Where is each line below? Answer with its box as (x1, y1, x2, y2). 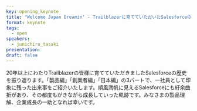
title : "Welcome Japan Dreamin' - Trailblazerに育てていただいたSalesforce (6, 14, 188, 20)
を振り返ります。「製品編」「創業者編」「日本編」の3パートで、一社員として (6, 76, 186, 83)
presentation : (6, 47, 41, 53)
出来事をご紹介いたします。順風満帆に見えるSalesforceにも (31, 83, 175, 91)
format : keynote (6, 19, 46, 25)
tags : (6, 25, 19, 31)
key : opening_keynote (6, 8, 59, 15)
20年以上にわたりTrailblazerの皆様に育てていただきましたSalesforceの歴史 (6, 69, 187, 76)
